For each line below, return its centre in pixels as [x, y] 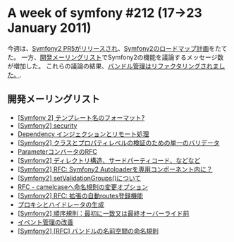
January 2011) [49, 28]
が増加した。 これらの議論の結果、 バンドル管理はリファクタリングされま [113, 66]
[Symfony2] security [47, 126]
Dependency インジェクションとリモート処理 [83, 134]
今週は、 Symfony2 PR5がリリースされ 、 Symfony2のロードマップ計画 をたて [117, 48]
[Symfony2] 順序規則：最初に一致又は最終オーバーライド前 [103, 213]
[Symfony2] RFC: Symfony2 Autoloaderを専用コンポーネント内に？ [115, 169]
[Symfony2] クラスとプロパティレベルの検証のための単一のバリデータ [118, 143]
